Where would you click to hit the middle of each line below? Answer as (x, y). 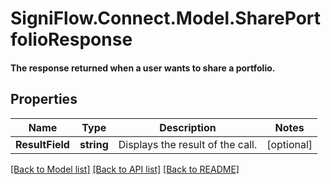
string (94, 144)
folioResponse (71, 39)
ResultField (42, 144)
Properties (44, 99)
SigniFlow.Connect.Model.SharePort (166, 18)
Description (188, 127)
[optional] (289, 144)
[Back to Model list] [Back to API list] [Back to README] (125, 169)
